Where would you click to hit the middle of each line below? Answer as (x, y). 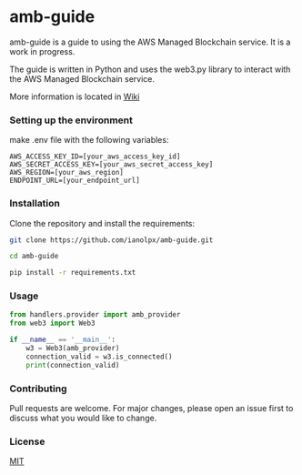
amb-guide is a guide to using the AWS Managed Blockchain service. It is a (150, 42)
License (27, 441)
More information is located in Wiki (75, 96)
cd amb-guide (34, 257)
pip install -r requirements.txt (73, 273)
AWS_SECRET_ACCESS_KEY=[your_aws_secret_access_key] (111, 165)
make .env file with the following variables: (89, 140)
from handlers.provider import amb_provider (95, 315)
